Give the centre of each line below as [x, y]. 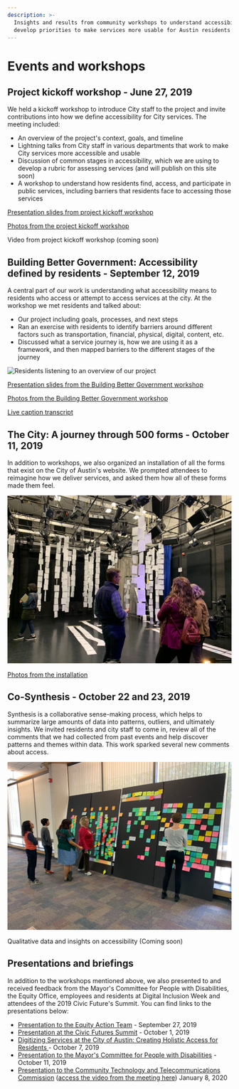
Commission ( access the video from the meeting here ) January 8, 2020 [122, 1078]
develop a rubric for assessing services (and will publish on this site [117, 168]
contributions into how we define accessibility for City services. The [107, 117]
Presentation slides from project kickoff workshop [81, 213]
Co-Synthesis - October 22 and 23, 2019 [99, 697]
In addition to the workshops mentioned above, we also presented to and [115, 980]
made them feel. [31, 486]
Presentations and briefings [70, 964]
